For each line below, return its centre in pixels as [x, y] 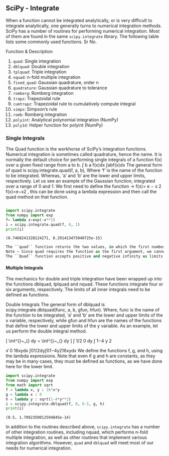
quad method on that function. [37, 197]
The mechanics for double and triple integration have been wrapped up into [84, 279]
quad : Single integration [37, 61]
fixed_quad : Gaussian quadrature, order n [56, 82]
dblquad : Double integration [41, 66]
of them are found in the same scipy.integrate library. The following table [82, 36]
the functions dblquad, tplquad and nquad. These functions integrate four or [84, 284]
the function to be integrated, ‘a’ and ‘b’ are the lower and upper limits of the [84, 315]
